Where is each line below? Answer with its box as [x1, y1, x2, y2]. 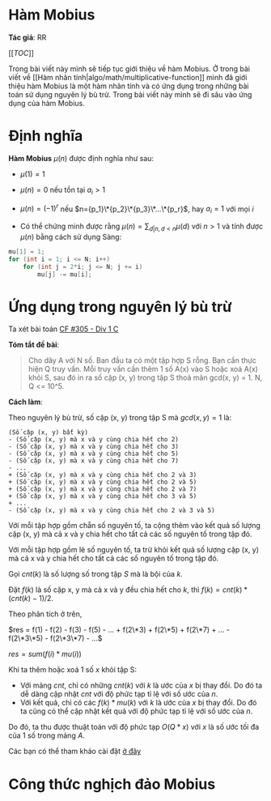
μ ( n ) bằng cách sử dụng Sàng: [19, 232, 122, 241]
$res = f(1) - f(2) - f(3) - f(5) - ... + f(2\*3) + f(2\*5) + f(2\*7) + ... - [8, 625, 231, 635]
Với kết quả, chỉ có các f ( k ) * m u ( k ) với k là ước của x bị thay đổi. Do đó [19, 698, 257, 708]
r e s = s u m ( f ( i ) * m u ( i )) [8, 650, 83, 659]
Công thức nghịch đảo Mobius [8, 775, 216, 793]
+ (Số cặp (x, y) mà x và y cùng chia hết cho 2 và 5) [8, 478, 197, 487]
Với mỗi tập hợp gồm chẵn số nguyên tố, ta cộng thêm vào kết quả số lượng [8, 521, 261, 530]
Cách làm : [8, 397, 43, 407]
